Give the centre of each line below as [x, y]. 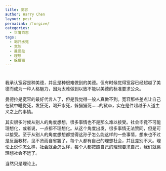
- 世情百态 [19, 33]
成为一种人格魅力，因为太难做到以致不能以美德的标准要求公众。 [79, 89]
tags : [11, 38]
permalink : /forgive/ [27, 23]
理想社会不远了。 [22, 153]
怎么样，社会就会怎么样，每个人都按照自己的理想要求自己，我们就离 [91, 147]
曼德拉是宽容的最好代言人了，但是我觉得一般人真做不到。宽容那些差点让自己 [83, 99]
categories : [17, 28]
